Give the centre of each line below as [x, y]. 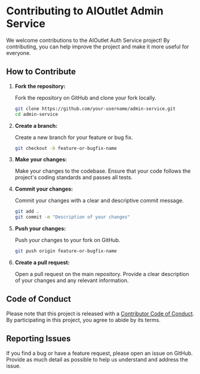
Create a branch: [36, 125]
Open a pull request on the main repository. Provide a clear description [102, 274]
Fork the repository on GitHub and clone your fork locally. [85, 97]
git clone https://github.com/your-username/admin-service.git [95, 109]
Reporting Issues [39, 339]
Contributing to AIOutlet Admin [85, 11]
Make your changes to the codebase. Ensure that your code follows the [103, 171]
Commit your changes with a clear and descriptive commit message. [99, 201]
